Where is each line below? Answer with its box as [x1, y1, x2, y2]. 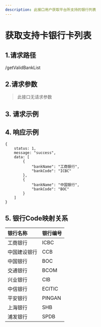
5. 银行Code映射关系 [5, 214, 68, 222]
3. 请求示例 [5, 109, 39, 118]
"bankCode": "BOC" [31, 186, 69, 191]
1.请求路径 [5, 51, 36, 60]
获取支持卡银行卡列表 [5, 30, 92, 41]
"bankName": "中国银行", [31, 182, 80, 187]
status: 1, [14, 146, 36, 151]
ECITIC [42, 286, 58, 292]
